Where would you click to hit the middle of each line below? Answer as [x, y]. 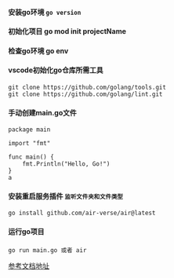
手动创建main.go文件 [42, 112]
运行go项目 [26, 231]
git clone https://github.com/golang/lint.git [85, 94]
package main [29, 130]
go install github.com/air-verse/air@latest [82, 213]
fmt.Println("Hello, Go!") [66, 164]
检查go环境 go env [38, 50]
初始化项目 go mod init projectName [67, 31]
